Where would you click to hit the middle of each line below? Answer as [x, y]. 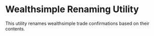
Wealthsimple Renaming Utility [72, 9]
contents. [15, 28]
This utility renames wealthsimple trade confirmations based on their [77, 23]
